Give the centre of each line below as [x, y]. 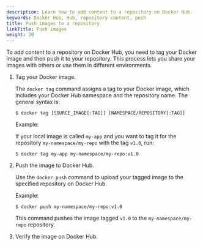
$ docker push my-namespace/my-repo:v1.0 [68, 207]
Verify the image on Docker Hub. [56, 237]
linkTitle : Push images [37, 29]
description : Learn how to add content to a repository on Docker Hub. [99, 12]
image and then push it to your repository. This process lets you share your [101, 59]
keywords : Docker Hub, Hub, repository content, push [76, 18]
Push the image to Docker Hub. [55, 165]
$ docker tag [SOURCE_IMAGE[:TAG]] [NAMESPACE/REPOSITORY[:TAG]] [100, 113]
